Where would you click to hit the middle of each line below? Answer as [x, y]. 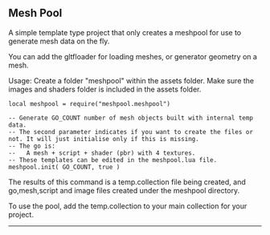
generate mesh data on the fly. [59, 41]
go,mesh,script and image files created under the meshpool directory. [124, 190]
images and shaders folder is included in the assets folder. [105, 89]
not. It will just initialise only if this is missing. [104, 139]
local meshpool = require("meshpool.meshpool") [90, 103]
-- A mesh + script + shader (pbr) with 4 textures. [102, 153]
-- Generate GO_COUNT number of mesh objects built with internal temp [131, 118]
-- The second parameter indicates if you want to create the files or [131, 132]
